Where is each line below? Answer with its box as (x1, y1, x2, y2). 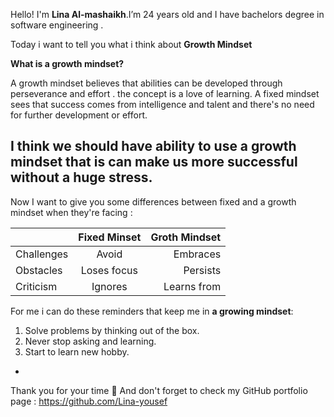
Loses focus (80, 263, 138, 277)
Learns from (163, 279, 222, 293)
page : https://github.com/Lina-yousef (10, 395, 168, 407)
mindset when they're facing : (10, 206, 133, 218)
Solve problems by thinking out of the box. (24, 324, 200, 336)
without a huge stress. (10, 169, 153, 186)
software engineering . (10, 19, 104, 31)
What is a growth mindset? (10, 58, 125, 69)
